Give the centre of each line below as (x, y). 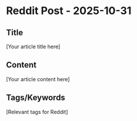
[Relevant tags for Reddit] (37, 112)
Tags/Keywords (36, 98)
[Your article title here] (33, 46)
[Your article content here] (38, 79)
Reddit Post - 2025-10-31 (69, 11)
